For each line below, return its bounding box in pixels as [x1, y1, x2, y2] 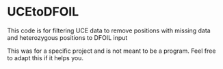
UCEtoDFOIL [7, 4, 79, 20]
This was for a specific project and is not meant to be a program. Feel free [7, 47, 216, 55]
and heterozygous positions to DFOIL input [7, 33, 128, 41]
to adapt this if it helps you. [7, 53, 84, 62]
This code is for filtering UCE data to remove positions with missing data [7, 26, 211, 34]
